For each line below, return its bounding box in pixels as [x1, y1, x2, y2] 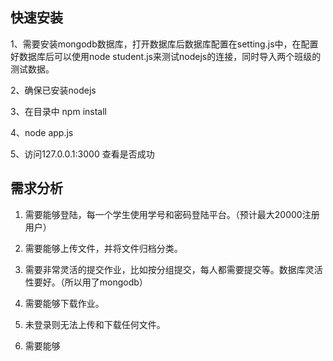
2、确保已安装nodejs [10, 84, 97, 96]
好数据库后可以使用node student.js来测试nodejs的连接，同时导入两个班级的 [10, 50, 322, 62]
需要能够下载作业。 [24, 297, 105, 309]
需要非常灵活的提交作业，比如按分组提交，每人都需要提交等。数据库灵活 [24, 263, 323, 275]
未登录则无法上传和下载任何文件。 [24, 318, 166, 330]
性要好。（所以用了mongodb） [24, 276, 148, 288]
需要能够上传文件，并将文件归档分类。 [24, 242, 183, 254]
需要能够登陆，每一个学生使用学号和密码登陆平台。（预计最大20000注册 [24, 208, 320, 220]
